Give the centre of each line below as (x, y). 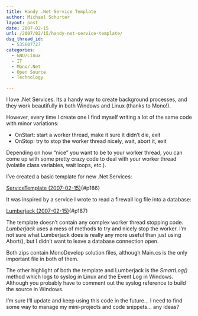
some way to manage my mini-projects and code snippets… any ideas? (93, 307)
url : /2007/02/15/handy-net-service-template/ (64, 34)
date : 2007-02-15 (27, 28)
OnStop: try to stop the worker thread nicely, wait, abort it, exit (90, 141)
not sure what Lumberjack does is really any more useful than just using (94, 235)
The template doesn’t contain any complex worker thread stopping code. (95, 223)
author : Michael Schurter (38, 17)
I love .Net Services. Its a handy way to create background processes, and (97, 100)
